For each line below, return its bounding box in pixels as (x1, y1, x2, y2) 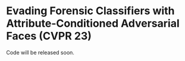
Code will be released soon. (6, 49, 74, 56)
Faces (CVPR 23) (6, 30, 92, 43)
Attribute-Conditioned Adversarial (6, 17, 180, 30)
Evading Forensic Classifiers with (6, 4, 175, 18)
